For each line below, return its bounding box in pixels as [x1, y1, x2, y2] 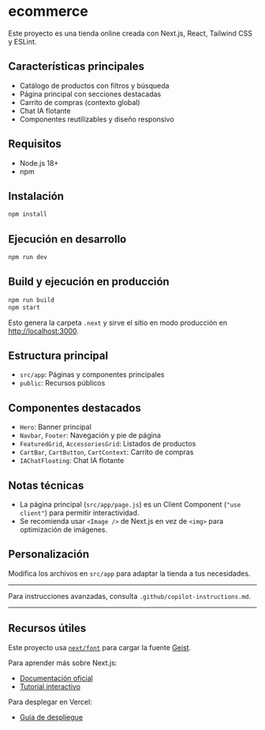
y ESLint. [8, 36, 37, 46]
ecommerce [8, 2, 88, 21]
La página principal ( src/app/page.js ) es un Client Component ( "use [19, 499, 241, 509]
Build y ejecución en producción [8, 275, 170, 288]
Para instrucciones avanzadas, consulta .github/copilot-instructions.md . [8, 591, 251, 600]
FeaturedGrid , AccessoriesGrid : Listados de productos [19, 439, 196, 449]
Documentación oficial [19, 673, 93, 683]
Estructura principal [8, 348, 109, 362]
